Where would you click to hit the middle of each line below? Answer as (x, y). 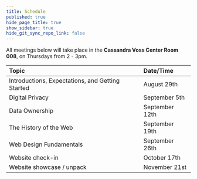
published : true (26, 17)
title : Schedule (26, 11)
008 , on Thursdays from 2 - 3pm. (47, 56)
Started (19, 88)
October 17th (162, 158)
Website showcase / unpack (48, 167)
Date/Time (159, 71)
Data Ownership (31, 111)
